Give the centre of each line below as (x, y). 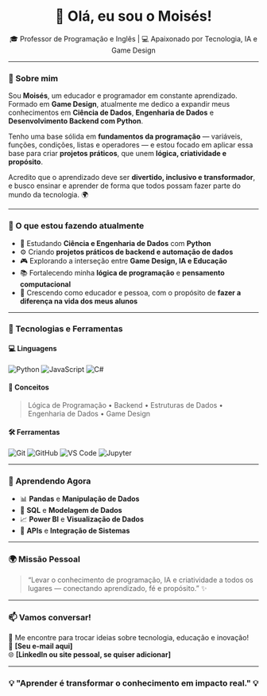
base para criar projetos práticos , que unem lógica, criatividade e (117, 154)
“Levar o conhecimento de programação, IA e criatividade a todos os (140, 580)
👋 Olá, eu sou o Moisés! (133, 16)
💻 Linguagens (33, 349)
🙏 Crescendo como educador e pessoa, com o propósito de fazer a (130, 292)
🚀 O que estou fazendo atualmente (76, 226)
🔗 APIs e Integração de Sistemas (75, 531)
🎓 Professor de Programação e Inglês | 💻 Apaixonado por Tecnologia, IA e (133, 38)
